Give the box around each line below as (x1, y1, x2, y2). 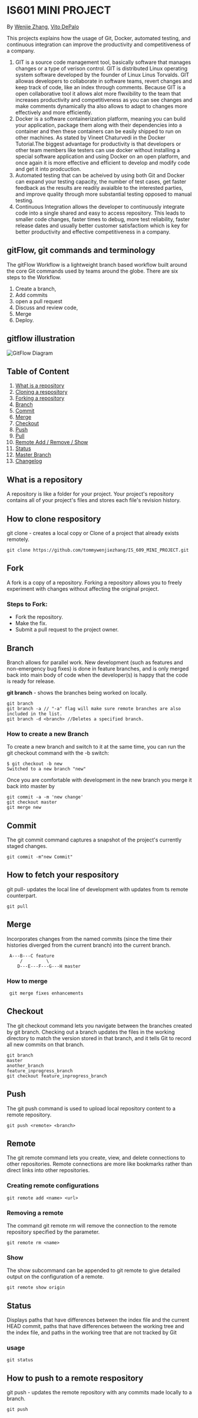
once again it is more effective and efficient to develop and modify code (15, 159, 190, 166)
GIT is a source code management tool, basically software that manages (15, 59, 191, 66)
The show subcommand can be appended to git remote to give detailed (6, 1267, 180, 1274)
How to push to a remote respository (6, 1373, 144, 1383)
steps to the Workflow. (6, 273, 61, 281)
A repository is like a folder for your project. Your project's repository (6, 490, 174, 497)
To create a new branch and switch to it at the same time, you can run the (6, 743, 186, 750)
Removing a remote (6, 1209, 64, 1217)
